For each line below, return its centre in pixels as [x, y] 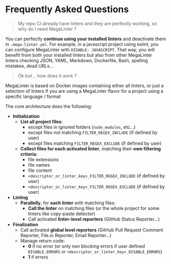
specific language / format [33, 96]
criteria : [29, 154]
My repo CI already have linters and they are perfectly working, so [87, 23]
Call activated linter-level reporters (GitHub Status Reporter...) [94, 219]
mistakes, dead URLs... [29, 66]
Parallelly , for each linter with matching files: [68, 203]
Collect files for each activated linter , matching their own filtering [91, 148]
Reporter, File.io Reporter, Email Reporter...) [66, 235]
